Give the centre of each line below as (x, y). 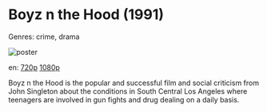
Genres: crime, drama (44, 37)
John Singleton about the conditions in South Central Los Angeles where (128, 91)
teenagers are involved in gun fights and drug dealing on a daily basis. (124, 99)
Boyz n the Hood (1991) (86, 15)
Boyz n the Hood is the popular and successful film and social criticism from (134, 83)
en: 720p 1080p (34, 67)
